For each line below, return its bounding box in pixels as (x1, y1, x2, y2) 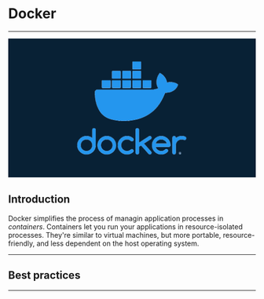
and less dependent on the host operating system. (36, 239, 200, 248)
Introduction (8, 193, 71, 206)
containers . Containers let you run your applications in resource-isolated (8, 221, 244, 232)
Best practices (8, 268, 81, 283)
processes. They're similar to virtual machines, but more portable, (8, 230, 222, 239)
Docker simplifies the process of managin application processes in (8, 213, 224, 223)
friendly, (8, 239, 35, 248)
